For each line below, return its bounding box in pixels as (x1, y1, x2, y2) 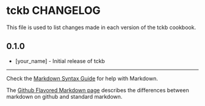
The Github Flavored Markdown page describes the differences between (6, 86, 189, 94)
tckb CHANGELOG (6, 4, 101, 18)
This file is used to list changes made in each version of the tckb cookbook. (6, 24, 196, 31)
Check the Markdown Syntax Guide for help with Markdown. (6, 75, 159, 82)
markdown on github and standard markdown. (6, 93, 123, 100)
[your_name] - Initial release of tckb (15, 57, 106, 64)
